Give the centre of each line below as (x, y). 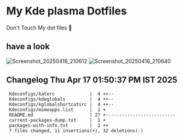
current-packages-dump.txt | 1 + (57, 120)
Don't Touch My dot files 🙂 (39, 28)
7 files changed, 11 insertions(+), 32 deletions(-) (76, 130)
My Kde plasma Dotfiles (67, 11)
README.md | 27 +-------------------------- (92, 115)
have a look (28, 47)
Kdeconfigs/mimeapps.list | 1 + (57, 109)
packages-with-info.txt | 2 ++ (59, 125)
